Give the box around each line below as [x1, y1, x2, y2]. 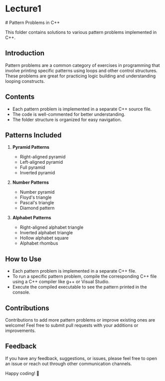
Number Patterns [12, 179, 49, 185]
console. [12, 289, 30, 295]
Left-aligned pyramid [19, 159, 63, 165]
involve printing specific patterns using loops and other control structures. [5, 67, 158, 73]
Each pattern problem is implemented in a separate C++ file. [12, 268, 137, 274]
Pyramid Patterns [12, 144, 50, 150]
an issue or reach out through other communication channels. [5, 361, 132, 367]
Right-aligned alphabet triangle [19, 224, 84, 230]
